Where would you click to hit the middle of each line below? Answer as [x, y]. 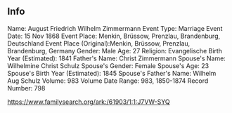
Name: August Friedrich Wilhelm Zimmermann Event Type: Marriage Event [115, 28]
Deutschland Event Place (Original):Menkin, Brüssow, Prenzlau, [99, 43]
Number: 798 [26, 88]
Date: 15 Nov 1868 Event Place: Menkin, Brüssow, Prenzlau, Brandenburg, [114, 36]
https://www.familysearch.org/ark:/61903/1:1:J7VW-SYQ [89, 102]
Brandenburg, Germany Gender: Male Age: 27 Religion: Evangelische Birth [115, 51]
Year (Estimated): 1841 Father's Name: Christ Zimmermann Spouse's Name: [117, 58]
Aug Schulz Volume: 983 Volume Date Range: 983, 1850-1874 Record [108, 81]
